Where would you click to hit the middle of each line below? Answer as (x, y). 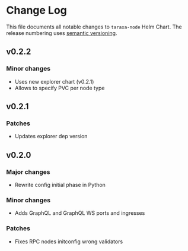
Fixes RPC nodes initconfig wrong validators (69, 242)
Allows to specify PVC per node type (60, 88)
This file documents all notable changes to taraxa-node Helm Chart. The (94, 27)
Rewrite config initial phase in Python (60, 185)
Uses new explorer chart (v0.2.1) (54, 81)
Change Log (36, 10)
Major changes (28, 171)
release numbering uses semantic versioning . (62, 33)
